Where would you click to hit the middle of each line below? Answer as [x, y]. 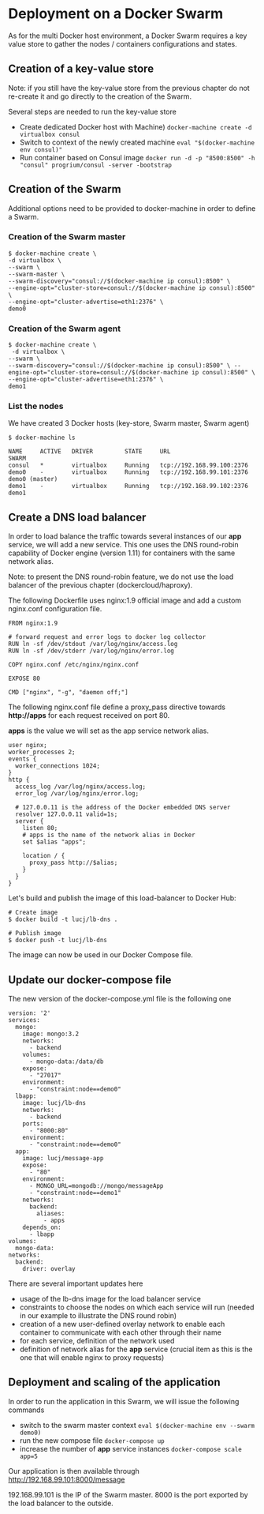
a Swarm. [24, 216]
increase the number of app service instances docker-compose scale [130, 1448]
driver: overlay [49, 1269]
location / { [44, 856]
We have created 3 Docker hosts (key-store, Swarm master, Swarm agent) [129, 423]
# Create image [33, 913]
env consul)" [41, 150]
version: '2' [30, 1013]
